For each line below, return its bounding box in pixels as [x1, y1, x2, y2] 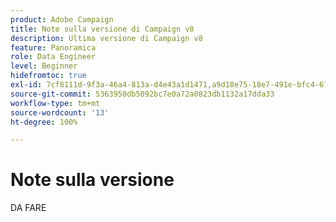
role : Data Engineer [10, 52, 97, 62]
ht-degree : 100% [10, 117, 78, 127]
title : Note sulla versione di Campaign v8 [10, 24, 195, 34]
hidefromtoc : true [10, 71, 87, 81]
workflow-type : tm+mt [10, 98, 101, 108]
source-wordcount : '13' [10, 107, 110, 118]
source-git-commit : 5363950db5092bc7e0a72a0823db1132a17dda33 [10, 89, 275, 99]
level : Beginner [10, 61, 78, 71]
